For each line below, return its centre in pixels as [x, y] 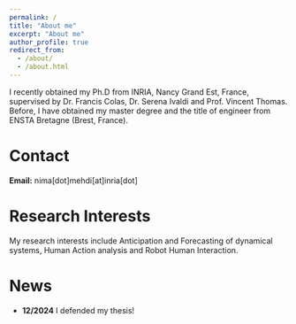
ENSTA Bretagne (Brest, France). [68, 120]
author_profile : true [49, 42]
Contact [39, 156]
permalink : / [33, 17]
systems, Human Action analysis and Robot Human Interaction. [124, 250]
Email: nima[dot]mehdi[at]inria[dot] [74, 180]
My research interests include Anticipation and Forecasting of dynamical [141, 241]
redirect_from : [37, 50]
